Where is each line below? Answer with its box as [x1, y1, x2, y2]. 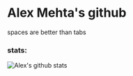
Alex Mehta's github [7, 5, 127, 21]
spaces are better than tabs [7, 28, 86, 36]
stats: [7, 45, 28, 55]
